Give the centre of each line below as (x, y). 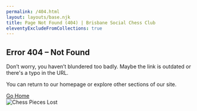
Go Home (18, 96)
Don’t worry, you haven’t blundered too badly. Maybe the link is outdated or (99, 66)
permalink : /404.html (33, 12)
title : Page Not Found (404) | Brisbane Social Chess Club (81, 23)
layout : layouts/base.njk (38, 17)
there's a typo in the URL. (37, 73)
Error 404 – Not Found (48, 52)
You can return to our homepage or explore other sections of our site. (91, 84)
